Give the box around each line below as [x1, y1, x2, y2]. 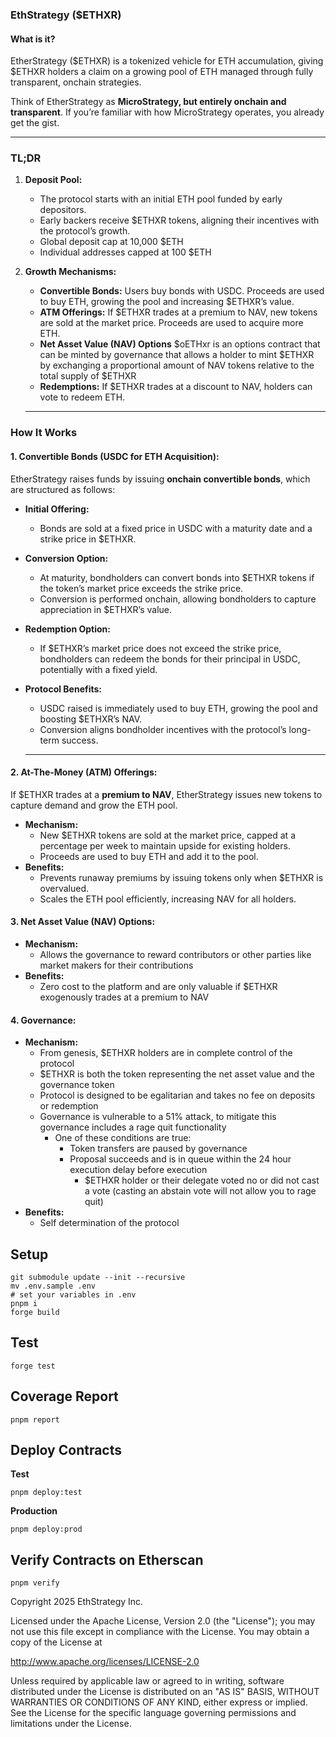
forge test [10, 1361, 56, 1371]
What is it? [10, 33, 56, 45]
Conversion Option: [24, 552, 109, 564]
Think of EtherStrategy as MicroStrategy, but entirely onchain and [10, 96, 287, 108]
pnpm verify [10, 1578, 60, 1588]
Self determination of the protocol [39, 1217, 180, 1229]
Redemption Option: [24, 623, 111, 635]
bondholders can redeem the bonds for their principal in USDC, [39, 653, 301, 665]
